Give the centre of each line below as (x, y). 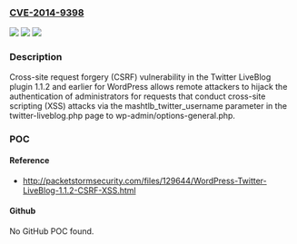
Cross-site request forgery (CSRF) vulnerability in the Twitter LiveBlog (140, 77)
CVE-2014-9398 (47, 13)
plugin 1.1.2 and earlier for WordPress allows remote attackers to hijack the (148, 86)
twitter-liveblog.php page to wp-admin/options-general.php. (123, 115)
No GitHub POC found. (52, 231)
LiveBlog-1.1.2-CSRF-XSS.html (79, 190)
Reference (30, 161)
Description (36, 57)
